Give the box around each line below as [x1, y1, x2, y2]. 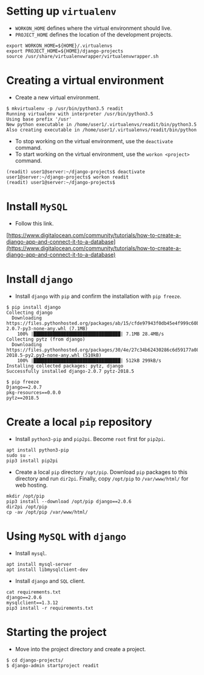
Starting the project [6, 625, 107, 639]
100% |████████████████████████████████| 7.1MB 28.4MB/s [17, 331, 165, 337]
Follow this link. [15, 219, 54, 227]
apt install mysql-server [6, 561, 72, 567]
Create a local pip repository [6, 415, 152, 429]
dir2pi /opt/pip [6, 504, 47, 510]
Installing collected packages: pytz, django [6, 362, 123, 369]
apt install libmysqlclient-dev [6, 567, 88, 573]
